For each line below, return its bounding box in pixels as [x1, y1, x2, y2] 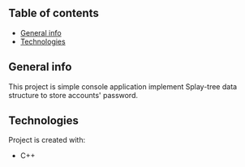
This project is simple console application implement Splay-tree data [8, 81, 238, 92]
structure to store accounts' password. [8, 90, 139, 100]
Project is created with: [8, 135, 86, 145]
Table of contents [8, 6, 99, 20]
